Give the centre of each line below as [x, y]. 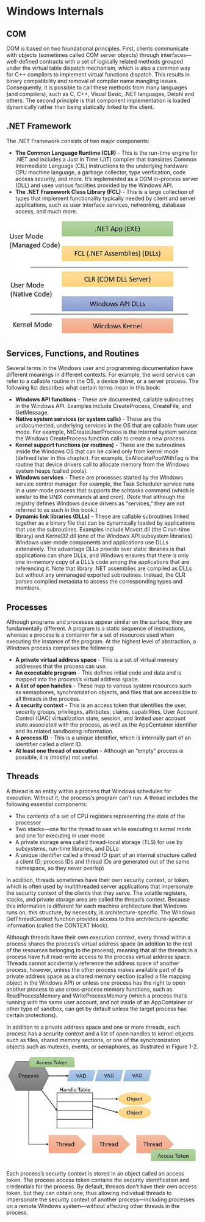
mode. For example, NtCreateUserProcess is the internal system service [106, 432]
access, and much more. [46, 211]
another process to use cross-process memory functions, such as [89, 989]
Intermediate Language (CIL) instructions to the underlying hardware [101, 166]
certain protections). [32, 1015]
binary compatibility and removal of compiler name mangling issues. [92, 81]
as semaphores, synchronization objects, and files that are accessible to [106, 692]
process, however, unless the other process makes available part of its [95, 969]
